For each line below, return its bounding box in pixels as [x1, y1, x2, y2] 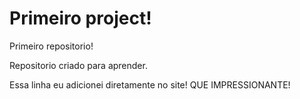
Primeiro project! [9, 7, 152, 30]
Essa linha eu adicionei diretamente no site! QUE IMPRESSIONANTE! [9, 78, 291, 91]
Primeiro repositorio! [9, 40, 94, 52]
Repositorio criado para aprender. [9, 59, 148, 71]
